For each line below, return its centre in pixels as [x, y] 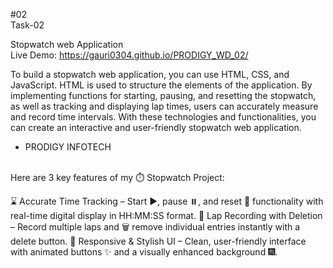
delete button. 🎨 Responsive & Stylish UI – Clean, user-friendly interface [158, 241]
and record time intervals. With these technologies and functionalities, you [163, 117]
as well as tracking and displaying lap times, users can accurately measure [164, 106]
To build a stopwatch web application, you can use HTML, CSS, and [150, 74]
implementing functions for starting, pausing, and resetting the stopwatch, [163, 95]
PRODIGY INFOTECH [68, 147]
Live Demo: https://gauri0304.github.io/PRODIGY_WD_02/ [129, 55]
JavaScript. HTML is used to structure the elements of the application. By [161, 85]
